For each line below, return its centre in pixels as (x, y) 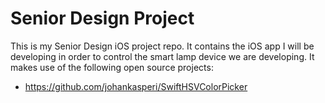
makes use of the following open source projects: (112, 67)
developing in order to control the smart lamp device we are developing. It (162, 56)
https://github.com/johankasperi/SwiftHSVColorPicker (136, 86)
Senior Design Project (102, 18)
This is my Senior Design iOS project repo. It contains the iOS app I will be (162, 46)
